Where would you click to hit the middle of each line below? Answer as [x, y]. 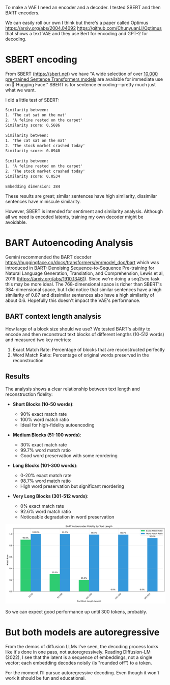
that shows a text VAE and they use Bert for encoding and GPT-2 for [77, 33]
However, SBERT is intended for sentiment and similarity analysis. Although [84, 211]
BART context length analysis [53, 316]
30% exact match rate [44, 444]
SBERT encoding [41, 60]
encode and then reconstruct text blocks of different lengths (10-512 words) [85, 334]
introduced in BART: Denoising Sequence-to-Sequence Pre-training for [80, 268]
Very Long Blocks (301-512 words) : [50, 496]
